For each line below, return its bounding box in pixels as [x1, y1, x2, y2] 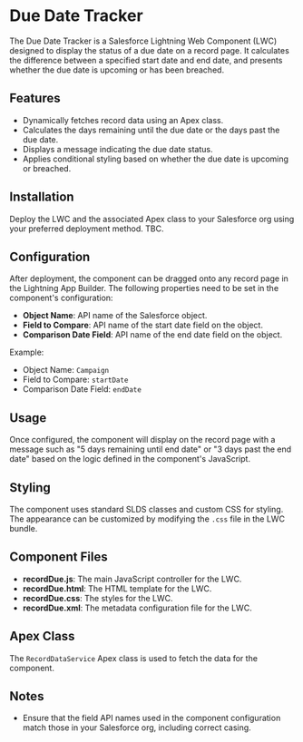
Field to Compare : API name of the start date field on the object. [22, 319, 263, 331]
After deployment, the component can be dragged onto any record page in [9, 273, 288, 284]
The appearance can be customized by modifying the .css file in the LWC [9, 513, 286, 524]
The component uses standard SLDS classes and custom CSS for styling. [9, 504, 284, 514]
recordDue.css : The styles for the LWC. [22, 592, 174, 603]
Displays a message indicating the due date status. [22, 143, 213, 154]
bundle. [9, 523, 38, 533]
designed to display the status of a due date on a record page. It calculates [9, 44, 290, 55]
